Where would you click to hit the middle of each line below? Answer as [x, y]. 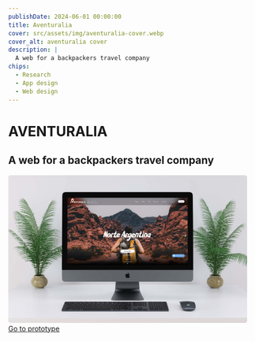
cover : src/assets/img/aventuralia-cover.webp [86, 33]
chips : [19, 67]
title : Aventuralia [40, 25]
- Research [33, 75]
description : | [33, 50]
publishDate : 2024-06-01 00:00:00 [65, 17]
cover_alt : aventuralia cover [58, 42]
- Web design [37, 91]
